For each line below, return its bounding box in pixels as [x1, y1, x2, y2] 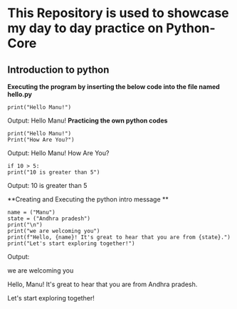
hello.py [7, 90, 32, 98]
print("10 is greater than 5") [7, 169, 100, 176]
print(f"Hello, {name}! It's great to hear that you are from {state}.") [7, 234, 231, 241]
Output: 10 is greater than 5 [7, 182, 88, 189]
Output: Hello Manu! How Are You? [7, 149, 110, 157]
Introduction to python [7, 63, 110, 75]
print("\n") [7, 221, 43, 229]
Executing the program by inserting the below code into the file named [7, 83, 221, 90]
